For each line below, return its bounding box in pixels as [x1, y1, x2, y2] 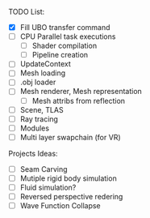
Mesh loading [19, 68, 66, 78]
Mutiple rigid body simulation [19, 173, 117, 183]
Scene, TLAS [19, 105, 64, 114]
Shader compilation [31, 41, 98, 51]
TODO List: [8, 7, 45, 16]
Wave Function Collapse [19, 201, 101, 211]
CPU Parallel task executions [19, 32, 116, 41]
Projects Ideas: [8, 148, 58, 158]
